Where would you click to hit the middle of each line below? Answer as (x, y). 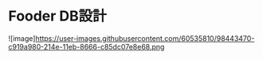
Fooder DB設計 (58, 16)
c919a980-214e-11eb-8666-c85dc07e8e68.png (86, 46)
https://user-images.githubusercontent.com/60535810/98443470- (145, 38)
